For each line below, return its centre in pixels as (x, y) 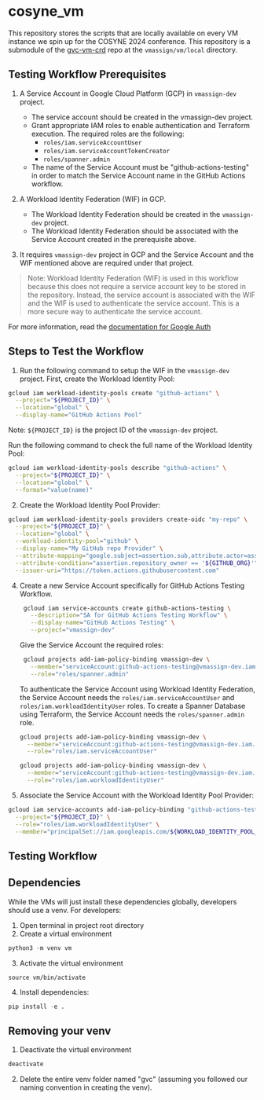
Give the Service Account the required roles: (91, 645)
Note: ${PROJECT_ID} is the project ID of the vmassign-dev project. (113, 430)
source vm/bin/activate (47, 977)
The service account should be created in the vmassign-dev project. (142, 117)
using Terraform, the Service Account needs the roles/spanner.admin (132, 714)
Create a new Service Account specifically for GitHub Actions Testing (132, 585)
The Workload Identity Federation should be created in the (126, 214)
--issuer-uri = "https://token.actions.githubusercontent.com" (117, 570)
